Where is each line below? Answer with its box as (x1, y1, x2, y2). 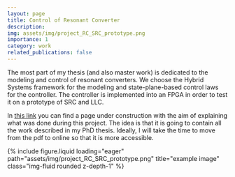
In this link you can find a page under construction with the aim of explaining (7, 111, 228, 119)
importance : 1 (7, 36, 49, 43)
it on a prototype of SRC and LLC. (7, 98, 104, 106)
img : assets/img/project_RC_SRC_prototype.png (7, 29, 145, 37)
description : (7, 23, 45, 30)
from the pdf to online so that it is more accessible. (7, 133, 154, 141)
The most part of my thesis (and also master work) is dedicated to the (7, 68, 208, 77)
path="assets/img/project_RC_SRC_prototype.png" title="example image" (7, 154, 220, 162)
